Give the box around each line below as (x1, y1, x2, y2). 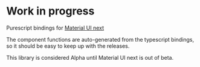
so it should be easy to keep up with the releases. (6, 42, 130, 49)
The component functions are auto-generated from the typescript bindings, (6, 36, 195, 43)
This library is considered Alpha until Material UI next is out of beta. (6, 54, 174, 61)
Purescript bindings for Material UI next (6, 24, 105, 31)
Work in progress (6, 4, 95, 18)
